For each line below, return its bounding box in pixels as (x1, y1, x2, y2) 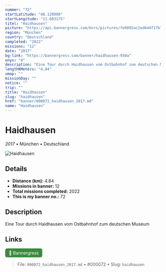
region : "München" (5, 30, 43, 35)
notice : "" (5, 80, 28, 85)
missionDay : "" (5, 76, 37, 81)
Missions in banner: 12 (12, 183, 60, 189)
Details (5, 165, 27, 173)
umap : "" (5, 71, 23, 76)
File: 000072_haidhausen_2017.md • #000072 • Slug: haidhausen (17, 262, 145, 268)
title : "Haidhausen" (5, 90, 48, 95)
